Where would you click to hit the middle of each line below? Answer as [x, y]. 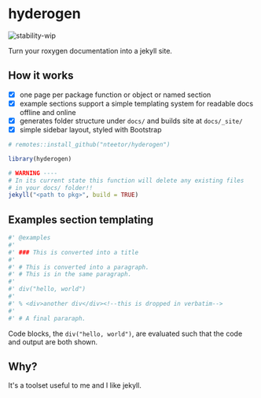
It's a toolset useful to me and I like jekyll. [75, 385]
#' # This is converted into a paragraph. [79, 267]
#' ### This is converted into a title [74, 252]
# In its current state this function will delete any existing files [126, 180]
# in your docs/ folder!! [50, 188]
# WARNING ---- [33, 173]
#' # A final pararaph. [47, 318]
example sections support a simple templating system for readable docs [136, 103]
